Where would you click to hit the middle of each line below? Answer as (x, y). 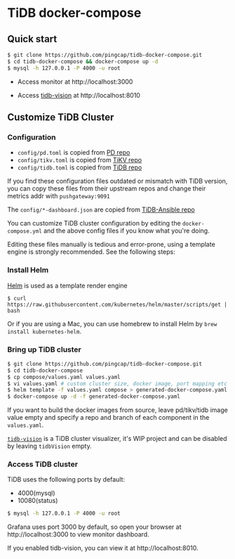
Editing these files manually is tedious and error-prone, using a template (111, 245)
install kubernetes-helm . (45, 331)
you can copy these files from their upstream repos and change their (107, 188)
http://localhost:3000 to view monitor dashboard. (78, 534)
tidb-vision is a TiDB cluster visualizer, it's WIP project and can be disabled (117, 439)
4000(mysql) (36, 493)
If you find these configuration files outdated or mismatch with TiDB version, (117, 181)
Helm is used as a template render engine (67, 285)
